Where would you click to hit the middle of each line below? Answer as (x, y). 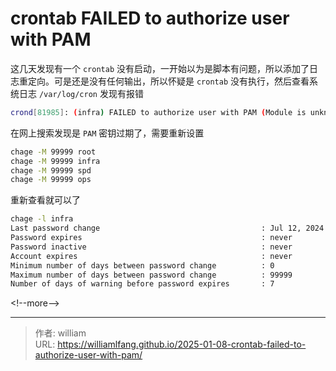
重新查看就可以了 (45, 200)
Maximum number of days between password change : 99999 (151, 275)
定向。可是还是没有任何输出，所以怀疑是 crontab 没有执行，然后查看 (168, 81)
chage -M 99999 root (53, 152)
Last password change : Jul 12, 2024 (167, 228)
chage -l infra (42, 219)
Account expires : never (151, 256)
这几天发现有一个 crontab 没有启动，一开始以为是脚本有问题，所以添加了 (160, 68)
